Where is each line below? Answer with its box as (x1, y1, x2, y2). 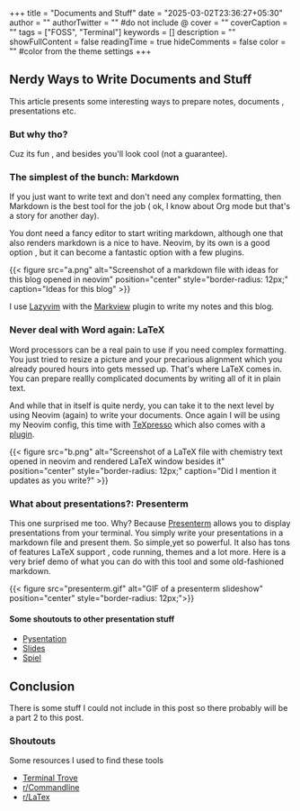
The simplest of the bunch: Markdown (9, 171, 180, 184)
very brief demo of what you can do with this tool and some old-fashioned (9, 556, 285, 567)
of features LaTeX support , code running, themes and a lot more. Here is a (9, 547, 287, 557)
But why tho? (9, 128, 68, 141)
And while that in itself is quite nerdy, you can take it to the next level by (9, 400, 275, 411)
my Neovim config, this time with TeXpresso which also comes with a (9, 419, 266, 430)
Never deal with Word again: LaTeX (9, 323, 165, 336)
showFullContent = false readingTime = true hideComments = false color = (9, 36, 287, 47)
